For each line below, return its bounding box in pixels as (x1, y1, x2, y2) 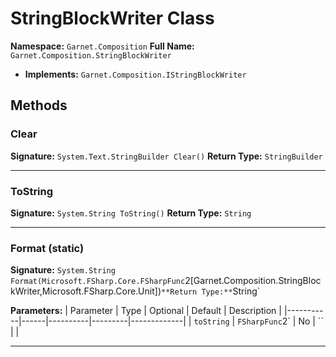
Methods (10, 97, 68, 114)
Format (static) (10, 241, 85, 255)
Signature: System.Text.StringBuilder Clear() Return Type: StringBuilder (10, 150, 323, 162)
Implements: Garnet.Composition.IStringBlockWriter (24, 68, 247, 80)
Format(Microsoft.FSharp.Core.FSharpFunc (10, 277, 186, 287)
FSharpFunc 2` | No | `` (237, 315, 324, 327)
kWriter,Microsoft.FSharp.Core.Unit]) (10, 285, 162, 297)
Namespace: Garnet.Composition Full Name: (10, 40, 195, 52)
